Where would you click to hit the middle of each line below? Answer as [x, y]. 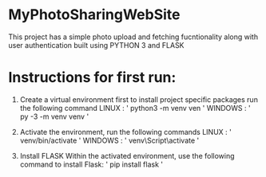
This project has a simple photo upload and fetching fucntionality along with [133, 37]
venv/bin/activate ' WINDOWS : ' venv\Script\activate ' [109, 140]
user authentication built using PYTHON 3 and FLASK [97, 45]
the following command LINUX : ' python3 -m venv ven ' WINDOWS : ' [135, 108]
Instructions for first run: [92, 78]
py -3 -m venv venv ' [54, 116]
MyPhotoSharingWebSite [95, 15]
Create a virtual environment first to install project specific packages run [139, 99]
